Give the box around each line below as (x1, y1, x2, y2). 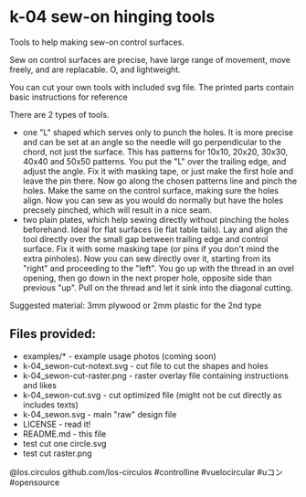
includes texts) (22, 399, 79, 410)
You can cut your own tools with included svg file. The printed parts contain (9, 81, 294, 92)
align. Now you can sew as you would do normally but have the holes (22, 195, 284, 206)
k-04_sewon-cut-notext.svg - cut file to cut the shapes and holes (22, 360, 269, 371)
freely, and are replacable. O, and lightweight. (9, 64, 181, 75)
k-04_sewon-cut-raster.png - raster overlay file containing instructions (22, 370, 290, 381)
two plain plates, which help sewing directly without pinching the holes (22, 214, 290, 225)
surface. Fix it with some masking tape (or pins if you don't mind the (22, 243, 280, 254)
